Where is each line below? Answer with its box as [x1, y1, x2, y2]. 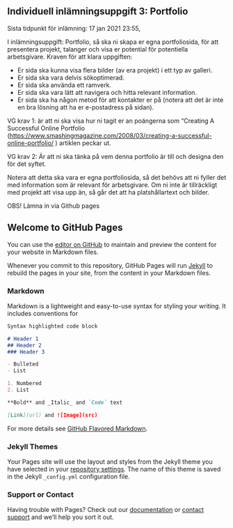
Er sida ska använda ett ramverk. [17, 80, 112, 89]
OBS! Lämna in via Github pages [7, 202, 99, 210]
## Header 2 [7, 342, 42, 349]
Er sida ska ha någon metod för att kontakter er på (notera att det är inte [17, 96, 224, 104]
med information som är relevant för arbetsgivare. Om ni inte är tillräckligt [7, 181, 218, 189]
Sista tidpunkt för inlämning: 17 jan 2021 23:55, [7, 24, 141, 32]
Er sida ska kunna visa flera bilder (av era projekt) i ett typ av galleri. [17, 66, 213, 74]
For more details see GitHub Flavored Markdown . [7, 424, 148, 432]
